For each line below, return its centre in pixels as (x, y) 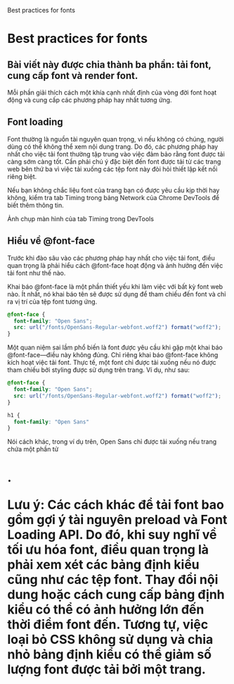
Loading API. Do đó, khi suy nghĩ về (112, 535)
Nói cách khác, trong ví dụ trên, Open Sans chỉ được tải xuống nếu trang (112, 442)
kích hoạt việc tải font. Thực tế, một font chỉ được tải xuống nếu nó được (112, 363)
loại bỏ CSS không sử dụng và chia (110, 640)
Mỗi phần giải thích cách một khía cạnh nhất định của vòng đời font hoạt (112, 92)
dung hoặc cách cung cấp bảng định (116, 595)
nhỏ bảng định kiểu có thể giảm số (110, 655)
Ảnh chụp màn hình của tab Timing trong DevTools (81, 218)
